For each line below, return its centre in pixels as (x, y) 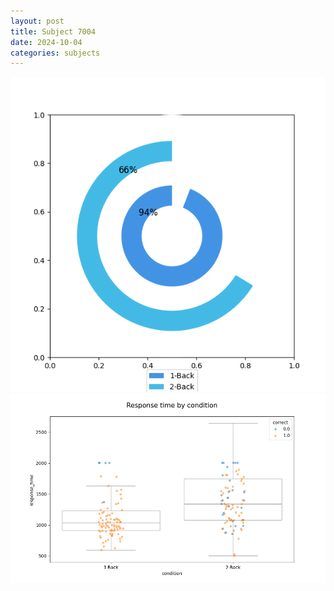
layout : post (37, 21)
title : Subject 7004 (53, 31)
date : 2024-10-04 (46, 42)
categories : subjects (55, 53)
